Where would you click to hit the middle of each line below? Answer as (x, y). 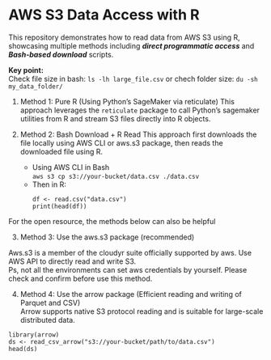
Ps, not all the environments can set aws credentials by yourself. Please (128, 269)
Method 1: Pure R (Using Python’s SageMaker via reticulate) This (127, 101)
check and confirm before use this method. (80, 278)
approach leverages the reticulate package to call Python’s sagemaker (140, 110)
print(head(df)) (59, 206)
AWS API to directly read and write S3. (72, 261)
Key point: (26, 70)
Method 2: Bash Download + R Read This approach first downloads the (138, 134)
